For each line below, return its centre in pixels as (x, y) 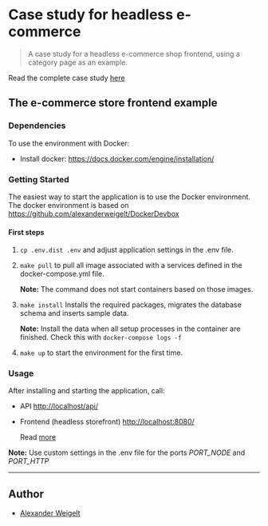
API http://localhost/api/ (59, 406)
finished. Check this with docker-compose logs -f (100, 337)
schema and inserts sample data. (74, 313)
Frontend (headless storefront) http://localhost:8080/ (107, 422)
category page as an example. (77, 62)
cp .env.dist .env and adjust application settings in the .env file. (126, 250)
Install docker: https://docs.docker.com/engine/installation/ (117, 158)
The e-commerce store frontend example (113, 103)
